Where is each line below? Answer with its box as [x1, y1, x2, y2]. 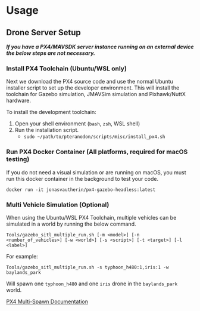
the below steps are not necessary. [6, 50, 96, 57]
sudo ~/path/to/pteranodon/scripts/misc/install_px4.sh [23, 134, 165, 140]
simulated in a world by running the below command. [6, 220, 136, 227]
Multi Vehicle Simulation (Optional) [6, 201, 110, 209]
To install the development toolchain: [6, 109, 96, 116]
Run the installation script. [14, 127, 79, 134]
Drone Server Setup [6, 27, 82, 38]
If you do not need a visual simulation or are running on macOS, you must [6, 168, 186, 176]
